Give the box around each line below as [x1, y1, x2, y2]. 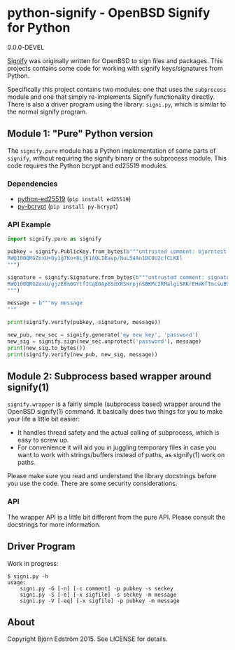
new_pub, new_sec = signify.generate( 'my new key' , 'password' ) [7, 332, 199, 339]
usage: [7, 578, 27, 586]
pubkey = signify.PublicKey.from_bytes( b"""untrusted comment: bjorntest [7, 248, 227, 255]
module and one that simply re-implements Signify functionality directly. [7, 93, 215, 101]
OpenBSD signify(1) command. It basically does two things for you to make [7, 407, 223, 416]
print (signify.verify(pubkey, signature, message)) [7, 319, 161, 326]
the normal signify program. [7, 107, 87, 116]
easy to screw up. [17, 436, 69, 445]
